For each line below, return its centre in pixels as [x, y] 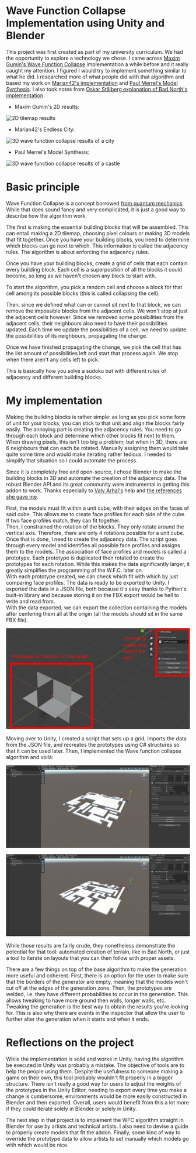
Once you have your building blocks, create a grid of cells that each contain [97, 263]
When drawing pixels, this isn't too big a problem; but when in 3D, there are [97, 442]
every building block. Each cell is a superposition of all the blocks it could [94, 269]
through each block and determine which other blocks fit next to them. [91, 435]
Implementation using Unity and [85, 23]
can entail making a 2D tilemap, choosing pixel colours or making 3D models [98, 233]
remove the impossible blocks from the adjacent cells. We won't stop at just [97, 311]
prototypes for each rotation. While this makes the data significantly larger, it [98, 564]
